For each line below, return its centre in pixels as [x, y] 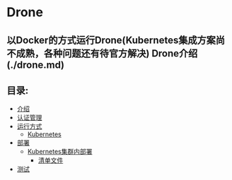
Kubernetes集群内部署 [60, 152]
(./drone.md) [36, 65]
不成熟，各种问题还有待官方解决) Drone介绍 [102, 53]
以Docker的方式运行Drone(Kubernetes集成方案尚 [116, 40]
